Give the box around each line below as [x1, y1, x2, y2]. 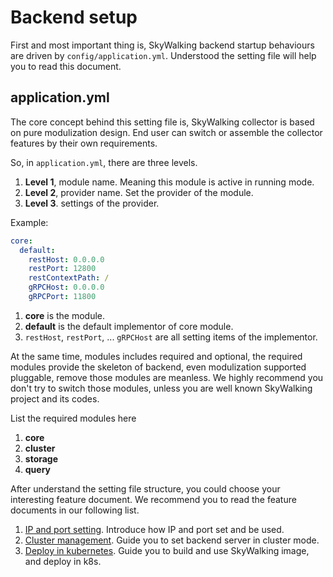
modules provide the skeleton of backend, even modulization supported [10, 361, 307, 373]
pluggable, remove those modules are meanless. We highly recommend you [10, 371, 324, 383]
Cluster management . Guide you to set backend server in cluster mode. [24, 534, 320, 546]
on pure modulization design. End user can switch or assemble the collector [10, 126, 323, 138]
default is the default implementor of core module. [24, 320, 234, 332]
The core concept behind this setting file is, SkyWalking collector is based [10, 116, 315, 128]
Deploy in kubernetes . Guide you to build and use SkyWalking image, [24, 544, 310, 556]
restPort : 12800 [28, 264, 97, 274]
